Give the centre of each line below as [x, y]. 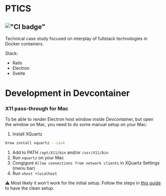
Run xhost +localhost [35, 173]
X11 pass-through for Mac [37, 109]
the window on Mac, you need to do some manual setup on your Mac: [76, 125]
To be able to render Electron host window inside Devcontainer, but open [79, 119]
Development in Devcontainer [67, 93]
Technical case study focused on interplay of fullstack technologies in [76, 38]
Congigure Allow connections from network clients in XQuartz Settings [86, 163]
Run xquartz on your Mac [38, 158]
